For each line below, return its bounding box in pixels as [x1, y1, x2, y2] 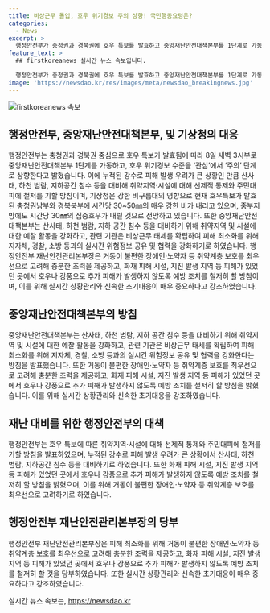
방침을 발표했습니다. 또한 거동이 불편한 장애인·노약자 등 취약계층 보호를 [8, 360, 229, 371]
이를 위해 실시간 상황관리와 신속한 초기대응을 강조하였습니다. [31, 391, 221, 400]
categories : [8, 19, 48, 27]
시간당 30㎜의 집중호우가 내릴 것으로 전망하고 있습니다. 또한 [29, 211, 217, 221]
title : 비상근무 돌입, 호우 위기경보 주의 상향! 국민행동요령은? [8, 11, 193, 20]
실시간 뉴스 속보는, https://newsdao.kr [8, 595, 131, 605]
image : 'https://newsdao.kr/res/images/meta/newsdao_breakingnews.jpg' [8, 78, 253, 87]
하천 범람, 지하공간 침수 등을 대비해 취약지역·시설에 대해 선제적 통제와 [18, 180, 235, 190]
